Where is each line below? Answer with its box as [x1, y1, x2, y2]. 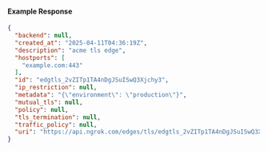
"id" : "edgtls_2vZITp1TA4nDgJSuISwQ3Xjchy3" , [14, 76, 170, 84]
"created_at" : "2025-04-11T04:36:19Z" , [14, 38, 148, 47]
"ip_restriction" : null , [14, 84, 98, 92]
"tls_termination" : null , [14, 113, 102, 121]
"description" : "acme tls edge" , [14, 46, 126, 54]
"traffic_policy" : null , [14, 121, 98, 129]
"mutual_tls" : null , [14, 98, 83, 106]
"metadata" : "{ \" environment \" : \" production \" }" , [14, 91, 187, 99]
